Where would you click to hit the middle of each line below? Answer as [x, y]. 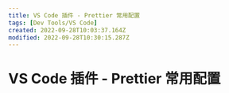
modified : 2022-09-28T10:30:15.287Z [69, 37]
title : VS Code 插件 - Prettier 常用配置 [74, 15]
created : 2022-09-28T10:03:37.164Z [67, 30]
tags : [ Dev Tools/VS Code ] [53, 23]
